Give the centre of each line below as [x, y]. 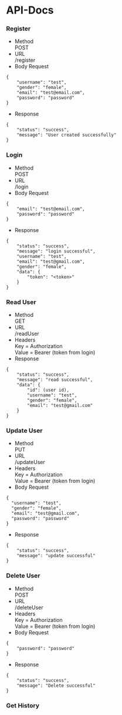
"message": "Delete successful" [56, 686]
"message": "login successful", [56, 251]
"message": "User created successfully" [67, 135]
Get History [23, 706]
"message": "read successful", [55, 380]
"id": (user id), [48, 390]
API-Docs [30, 10]
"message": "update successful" [56, 556]
